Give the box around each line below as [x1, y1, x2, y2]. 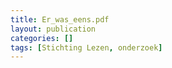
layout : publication [10, 24, 97, 34]
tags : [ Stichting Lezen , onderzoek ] [10, 42, 163, 53]
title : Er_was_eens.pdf [10, 14, 110, 25]
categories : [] [10, 33, 74, 43]
